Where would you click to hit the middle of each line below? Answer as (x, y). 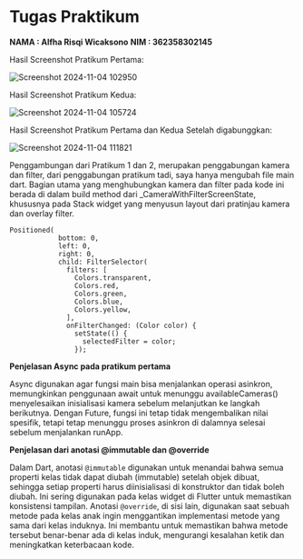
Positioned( (32, 230)
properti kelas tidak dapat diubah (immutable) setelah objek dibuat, (135, 477)
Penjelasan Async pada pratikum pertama (90, 366)
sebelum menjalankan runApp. (67, 432)
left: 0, (74, 246)
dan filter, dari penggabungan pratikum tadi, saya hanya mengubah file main (152, 175)
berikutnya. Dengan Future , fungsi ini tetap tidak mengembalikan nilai (139, 413)
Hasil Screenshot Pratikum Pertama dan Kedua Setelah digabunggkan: (141, 130)
